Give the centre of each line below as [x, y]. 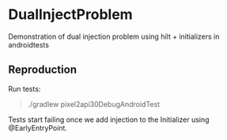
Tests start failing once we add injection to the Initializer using [109, 119]
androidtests [29, 44]
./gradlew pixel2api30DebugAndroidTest [94, 104]
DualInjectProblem [70, 15]
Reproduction [43, 70]
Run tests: [25, 89]
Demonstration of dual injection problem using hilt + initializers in [114, 36]
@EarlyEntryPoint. [38, 127]
